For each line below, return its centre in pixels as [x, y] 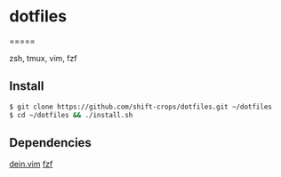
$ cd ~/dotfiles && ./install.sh [71, 115]
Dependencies [50, 143]
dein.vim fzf [31, 164]
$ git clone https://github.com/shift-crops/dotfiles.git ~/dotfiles [141, 107]
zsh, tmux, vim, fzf [43, 58]
